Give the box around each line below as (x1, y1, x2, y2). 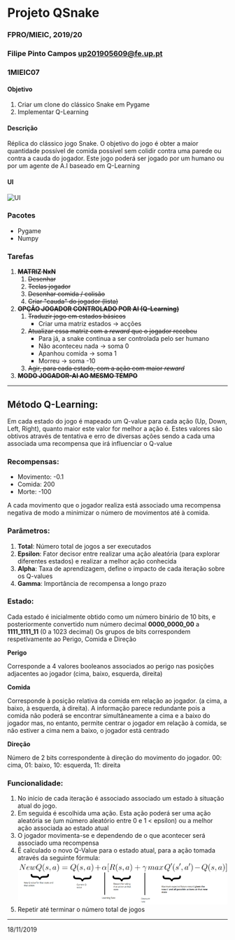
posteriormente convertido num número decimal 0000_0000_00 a (7, 619, 200, 628)
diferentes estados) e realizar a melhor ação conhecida (17, 556, 177, 565)
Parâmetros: (7, 526, 50, 536)
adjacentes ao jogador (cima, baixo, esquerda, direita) (7, 669, 163, 678)
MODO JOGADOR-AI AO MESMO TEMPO (17, 372, 138, 380)
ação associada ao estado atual (17, 824, 109, 832)
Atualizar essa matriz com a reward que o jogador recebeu (27, 327, 197, 335)
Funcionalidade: (7, 778, 64, 788)
